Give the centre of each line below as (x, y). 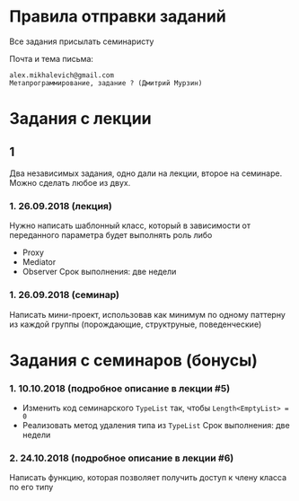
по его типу (31, 488)
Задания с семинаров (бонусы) (134, 360)
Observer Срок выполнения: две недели (99, 272)
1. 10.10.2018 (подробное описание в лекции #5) (120, 388)
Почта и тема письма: (52, 58)
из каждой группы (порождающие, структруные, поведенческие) (136, 324)
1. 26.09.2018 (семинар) (64, 295)
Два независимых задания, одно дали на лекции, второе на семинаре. (146, 173)
